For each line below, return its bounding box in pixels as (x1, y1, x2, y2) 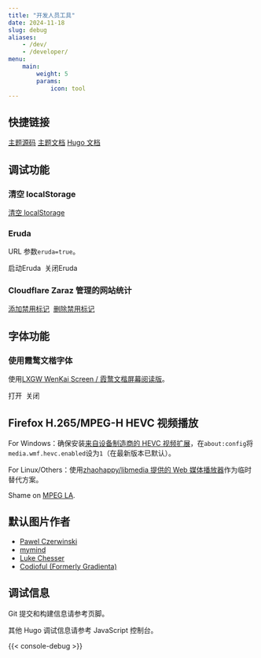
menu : (8, 56, 26, 64)
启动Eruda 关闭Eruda (8, 264, 78, 273)
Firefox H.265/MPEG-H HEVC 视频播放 (8, 416, 199, 430)
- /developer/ (22, 48, 68, 56)
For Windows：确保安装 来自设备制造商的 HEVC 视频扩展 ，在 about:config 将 (8, 438, 254, 448)
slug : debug (8, 26, 47, 34)
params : (36, 77, 61, 85)
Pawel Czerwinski (19, 536, 78, 546)
